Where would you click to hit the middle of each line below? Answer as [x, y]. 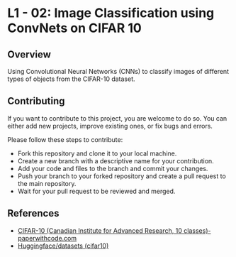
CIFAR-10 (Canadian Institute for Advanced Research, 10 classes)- [114, 230]
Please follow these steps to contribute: [65, 139]
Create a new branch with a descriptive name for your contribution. [116, 160]
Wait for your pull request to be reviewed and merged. [96, 191]
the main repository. [47, 183]
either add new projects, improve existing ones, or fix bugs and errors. [110, 126]
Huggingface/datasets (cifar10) [63, 246]
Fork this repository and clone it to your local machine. [97, 153]
